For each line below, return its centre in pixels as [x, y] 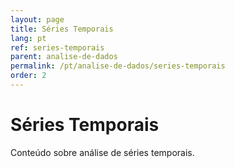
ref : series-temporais [57, 47]
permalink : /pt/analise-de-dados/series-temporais [118, 66]
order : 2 [28, 76]
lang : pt [28, 38]
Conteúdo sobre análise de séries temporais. [102, 152]
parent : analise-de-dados [64, 57]
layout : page [37, 19]
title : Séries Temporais [62, 29]
